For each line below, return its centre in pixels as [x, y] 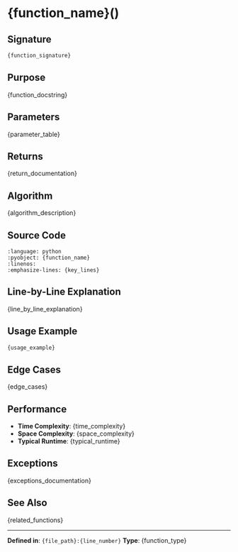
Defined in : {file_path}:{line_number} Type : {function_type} [97, 540]
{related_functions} [35, 520]
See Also [27, 503]
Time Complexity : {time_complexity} [72, 426]
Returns [25, 156]
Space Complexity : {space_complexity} [76, 434]
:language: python [34, 251]
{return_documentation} [42, 173]
